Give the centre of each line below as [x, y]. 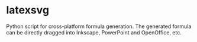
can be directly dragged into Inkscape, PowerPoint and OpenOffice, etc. [94, 32]
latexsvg [28, 10]
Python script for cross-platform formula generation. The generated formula [99, 26]
